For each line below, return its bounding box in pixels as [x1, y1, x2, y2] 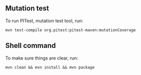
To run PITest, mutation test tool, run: [5, 17, 83, 23]
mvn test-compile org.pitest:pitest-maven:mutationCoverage [5, 28, 136, 33]
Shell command [5, 41, 56, 50]
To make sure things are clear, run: [5, 55, 78, 61]
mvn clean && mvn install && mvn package [5, 65, 95, 70]
